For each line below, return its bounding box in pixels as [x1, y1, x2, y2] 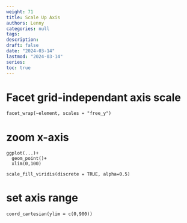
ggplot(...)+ [6, 150, 39, 156]
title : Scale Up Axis [6, 14, 61, 20]
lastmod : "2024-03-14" [6, 53, 63, 60]
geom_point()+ [11, 156, 47, 162]
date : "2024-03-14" [6, 48, 55, 54]
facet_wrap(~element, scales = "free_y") [6, 111, 112, 117]
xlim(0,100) [11, 160, 42, 167]
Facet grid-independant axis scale [6, 91, 182, 104]
